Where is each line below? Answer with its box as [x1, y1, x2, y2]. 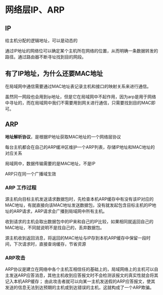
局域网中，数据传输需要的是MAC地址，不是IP [5, 160, 96, 166]
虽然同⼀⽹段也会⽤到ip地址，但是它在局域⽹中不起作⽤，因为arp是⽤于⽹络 [5, 93, 156, 100]
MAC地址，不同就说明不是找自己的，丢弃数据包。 [5, 225, 105, 230]
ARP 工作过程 [5, 184, 36, 191]
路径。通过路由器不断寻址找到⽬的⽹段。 [5, 54, 86, 60]
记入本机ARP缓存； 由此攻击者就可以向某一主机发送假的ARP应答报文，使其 [5, 278, 156, 284]
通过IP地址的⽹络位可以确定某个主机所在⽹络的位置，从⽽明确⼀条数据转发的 [5, 48, 158, 53]
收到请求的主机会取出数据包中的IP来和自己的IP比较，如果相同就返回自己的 [5, 218, 154, 224]
